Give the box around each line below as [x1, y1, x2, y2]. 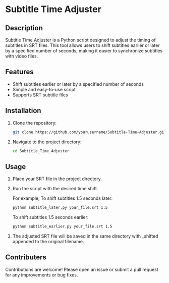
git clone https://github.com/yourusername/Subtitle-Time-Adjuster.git [12, 130, 166, 135]
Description [5, 24, 43, 32]
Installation [5, 106, 41, 115]
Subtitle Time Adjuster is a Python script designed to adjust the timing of [5, 37, 156, 43]
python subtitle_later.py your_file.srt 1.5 [12, 205, 108, 210]
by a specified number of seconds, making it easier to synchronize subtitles [5, 48, 163, 53]
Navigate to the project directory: [12, 139, 82, 145]
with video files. [5, 53, 38, 59]
